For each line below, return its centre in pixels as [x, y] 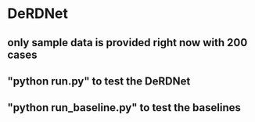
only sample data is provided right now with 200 [127, 43]
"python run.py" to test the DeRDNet [99, 81]
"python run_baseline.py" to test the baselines [124, 108]
